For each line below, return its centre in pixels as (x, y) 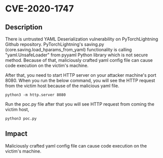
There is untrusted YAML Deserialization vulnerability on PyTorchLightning (82, 39)
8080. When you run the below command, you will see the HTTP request (80, 80)
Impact (16, 134)
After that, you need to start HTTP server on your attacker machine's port (81, 75)
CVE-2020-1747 (39, 9)
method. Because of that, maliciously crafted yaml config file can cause (79, 60)
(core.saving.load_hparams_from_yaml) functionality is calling (68, 50)
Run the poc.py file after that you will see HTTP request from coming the (80, 104)
